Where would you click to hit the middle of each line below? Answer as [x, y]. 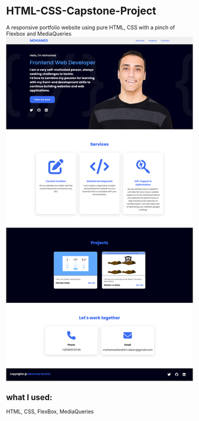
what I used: [29, 397]
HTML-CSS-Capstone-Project [81, 11]
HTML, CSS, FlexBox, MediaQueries [50, 411]
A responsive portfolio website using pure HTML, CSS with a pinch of [91, 27]
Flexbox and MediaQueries [39, 33]
